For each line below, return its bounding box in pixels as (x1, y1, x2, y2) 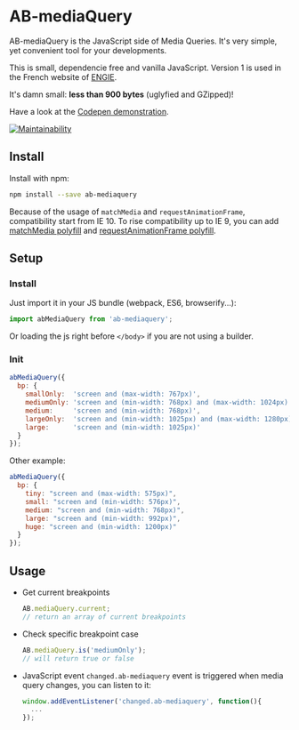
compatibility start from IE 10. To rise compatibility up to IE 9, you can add (9, 215, 279, 226)
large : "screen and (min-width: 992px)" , (25, 514, 181, 523)
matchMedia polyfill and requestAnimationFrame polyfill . (9, 225, 216, 236)
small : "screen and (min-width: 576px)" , (25, 497, 181, 506)
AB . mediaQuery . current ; (21, 605, 111, 614)
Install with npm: (9, 172, 69, 183)
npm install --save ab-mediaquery (9, 189, 138, 199)
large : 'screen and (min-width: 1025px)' (25, 422, 201, 432)
